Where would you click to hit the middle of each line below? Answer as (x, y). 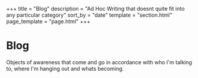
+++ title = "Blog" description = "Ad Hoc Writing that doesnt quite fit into (95, 9)
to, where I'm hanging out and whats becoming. (65, 68)
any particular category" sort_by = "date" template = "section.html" (89, 15)
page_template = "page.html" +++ (48, 21)
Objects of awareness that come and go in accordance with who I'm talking (99, 62)
